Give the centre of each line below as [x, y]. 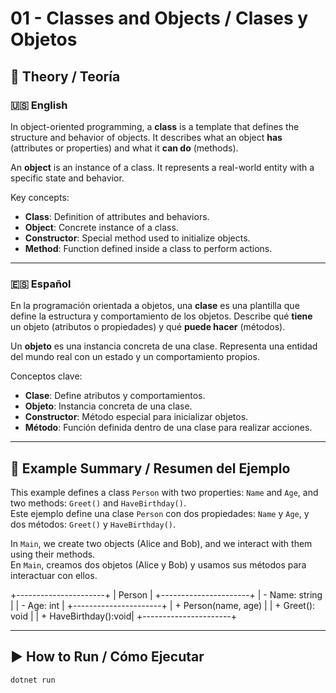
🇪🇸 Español [41, 284]
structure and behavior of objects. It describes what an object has [146, 137]
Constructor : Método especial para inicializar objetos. [136, 417]
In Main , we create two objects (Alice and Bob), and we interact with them [161, 543]
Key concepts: [40, 197]
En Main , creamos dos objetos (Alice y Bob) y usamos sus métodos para [158, 564]
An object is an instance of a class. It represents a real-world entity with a [162, 167]
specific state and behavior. [67, 178]
